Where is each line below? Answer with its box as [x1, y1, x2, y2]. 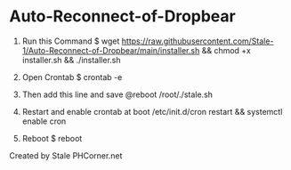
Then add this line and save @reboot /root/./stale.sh [21, 89, 214, 100]
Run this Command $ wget [21, 36, 120, 46]
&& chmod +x [201, 45, 251, 55]
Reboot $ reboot [21, 133, 83, 143]
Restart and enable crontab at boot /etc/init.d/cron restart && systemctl [21, 106, 283, 117]
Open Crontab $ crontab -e [21, 71, 123, 82]
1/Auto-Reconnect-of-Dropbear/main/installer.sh [21, 45, 200, 55]
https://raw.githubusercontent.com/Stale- [121, 36, 274, 46]
